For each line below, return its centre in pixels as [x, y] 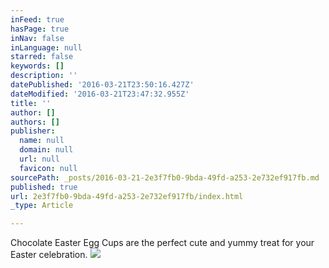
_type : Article [42, 206]
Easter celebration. [49, 255]
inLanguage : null [46, 47]
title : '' [31, 103]
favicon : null [48, 168]
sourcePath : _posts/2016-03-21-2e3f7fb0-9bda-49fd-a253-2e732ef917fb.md [165, 177]
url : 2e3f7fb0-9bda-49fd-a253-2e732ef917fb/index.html [127, 196]
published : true [44, 187]
